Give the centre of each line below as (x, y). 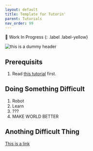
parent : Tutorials (23, 19)
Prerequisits (24, 62)
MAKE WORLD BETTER (35, 116)
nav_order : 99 (19, 23)
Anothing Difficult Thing (42, 132)
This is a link (17, 143)
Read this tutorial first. (34, 74)
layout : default (21, 10)
